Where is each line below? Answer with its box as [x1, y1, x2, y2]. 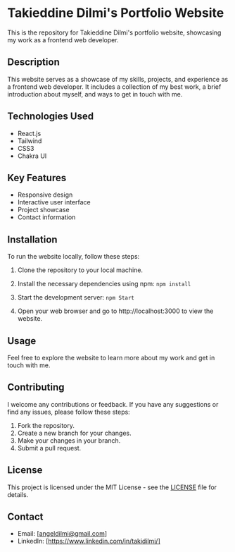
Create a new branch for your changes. [17, 429, 132, 437]
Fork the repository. [17, 421, 75, 429]
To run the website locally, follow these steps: [7, 252, 140, 261]
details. [7, 490, 29, 498]
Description [7, 56, 60, 68]
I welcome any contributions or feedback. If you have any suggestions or [7, 400, 219, 408]
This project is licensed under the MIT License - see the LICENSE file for [7, 483, 217, 491]
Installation [7, 233, 58, 245]
